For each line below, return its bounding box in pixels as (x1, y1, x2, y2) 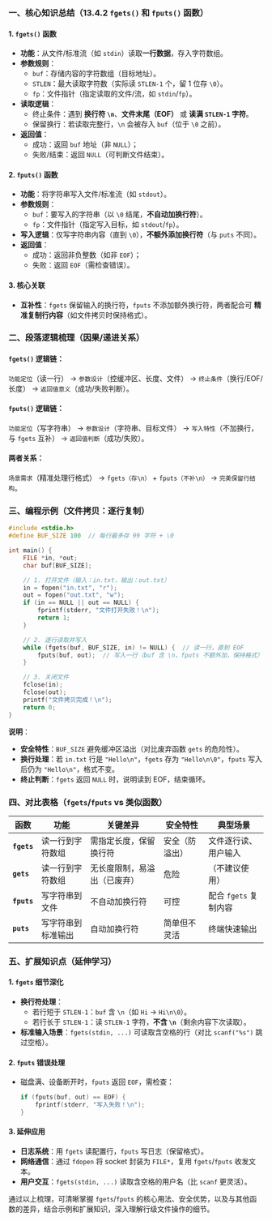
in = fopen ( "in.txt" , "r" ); (23, 584, 117, 592)
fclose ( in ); (23, 681, 63, 689)
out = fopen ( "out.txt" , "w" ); (23, 591, 125, 599)
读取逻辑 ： (19, 99, 57, 109)
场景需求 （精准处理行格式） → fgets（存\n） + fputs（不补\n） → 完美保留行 (8, 473, 250, 483)
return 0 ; (23, 703, 57, 711)
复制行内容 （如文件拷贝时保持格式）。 (27, 310, 152, 319)
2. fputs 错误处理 (8, 1057, 66, 1067)
